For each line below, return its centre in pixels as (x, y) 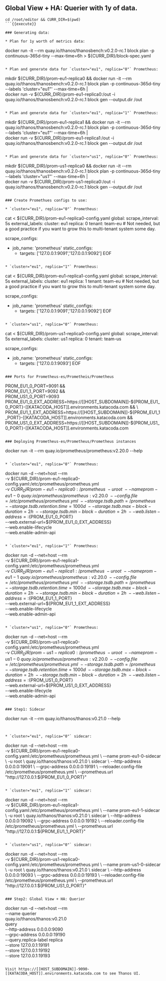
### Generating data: (28, 32)
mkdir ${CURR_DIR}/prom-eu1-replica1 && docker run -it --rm (68, 122)
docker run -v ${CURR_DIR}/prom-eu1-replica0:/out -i (60, 94)
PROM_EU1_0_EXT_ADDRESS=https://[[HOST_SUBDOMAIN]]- (68, 402)
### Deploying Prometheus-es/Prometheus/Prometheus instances (71, 441)
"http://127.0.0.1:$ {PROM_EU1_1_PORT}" (45, 831)
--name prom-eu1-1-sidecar (131, 810)
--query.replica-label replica (34, 940)
